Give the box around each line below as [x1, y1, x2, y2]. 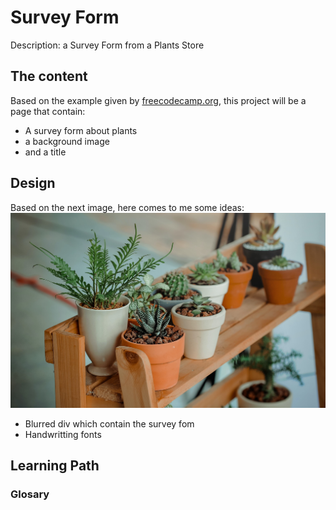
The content [10, 68, 88, 85]
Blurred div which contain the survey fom [24, 418, 195, 430]
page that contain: [10, 105, 86, 117]
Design [10, 175, 56, 192]
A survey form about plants [24, 124, 138, 136]
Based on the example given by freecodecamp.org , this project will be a [10, 94, 307, 106]
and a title [24, 146, 67, 158]
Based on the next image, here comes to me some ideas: [10, 201, 245, 213]
